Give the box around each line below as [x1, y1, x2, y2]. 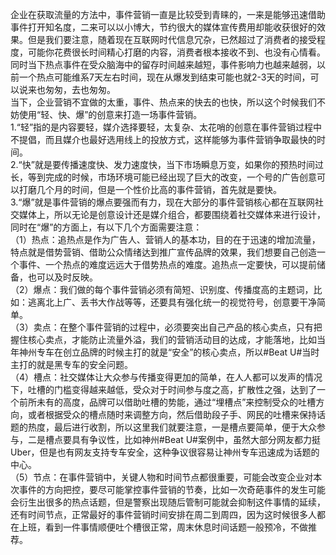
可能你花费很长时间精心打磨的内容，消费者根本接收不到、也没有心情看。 [27, 46, 326, 58]
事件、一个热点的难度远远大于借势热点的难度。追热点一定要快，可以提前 [18, 259, 317, 270]
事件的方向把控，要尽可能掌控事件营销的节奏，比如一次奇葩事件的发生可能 [18, 484, 326, 495]
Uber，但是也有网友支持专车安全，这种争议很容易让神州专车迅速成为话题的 [10, 446, 320, 458]
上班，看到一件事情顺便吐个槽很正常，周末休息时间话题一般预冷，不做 [18, 521, 308, 533]
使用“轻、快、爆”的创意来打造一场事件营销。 [18, 109, 203, 120]
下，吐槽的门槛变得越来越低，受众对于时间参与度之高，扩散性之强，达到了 [10, 384, 317, 395]
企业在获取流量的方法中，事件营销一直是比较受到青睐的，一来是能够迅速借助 [10, 9, 326, 20]
